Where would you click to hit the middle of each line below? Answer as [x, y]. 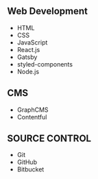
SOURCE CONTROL [49, 139]
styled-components [45, 64]
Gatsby [27, 57]
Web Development [47, 11]
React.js [28, 49]
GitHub [27, 162]
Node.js [28, 71]
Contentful [32, 117]
